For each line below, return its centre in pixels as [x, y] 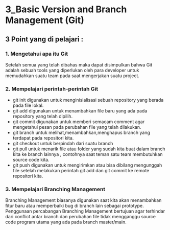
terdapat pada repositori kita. [43, 138]
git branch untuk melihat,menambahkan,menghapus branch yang [81, 133]
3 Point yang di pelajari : [44, 39]
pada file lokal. [28, 105]
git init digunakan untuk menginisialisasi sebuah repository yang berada [88, 100]
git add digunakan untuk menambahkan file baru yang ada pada [80, 111]
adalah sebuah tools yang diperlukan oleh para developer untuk [72, 70]
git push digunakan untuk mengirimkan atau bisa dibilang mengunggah [87, 165]
